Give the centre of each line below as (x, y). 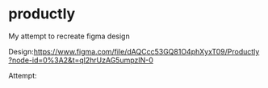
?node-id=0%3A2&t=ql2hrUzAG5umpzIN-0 (81, 60)
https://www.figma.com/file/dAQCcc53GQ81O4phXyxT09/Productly (147, 51)
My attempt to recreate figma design (69, 36)
